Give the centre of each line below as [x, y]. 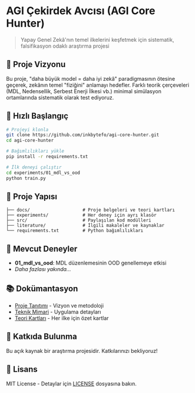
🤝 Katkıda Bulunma [42, 337]
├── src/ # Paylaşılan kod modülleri [79, 220]
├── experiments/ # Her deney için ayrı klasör [82, 215]
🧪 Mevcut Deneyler [42, 249]
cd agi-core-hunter [30, 141]
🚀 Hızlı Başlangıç [37, 116]
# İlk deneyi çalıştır [34, 167]
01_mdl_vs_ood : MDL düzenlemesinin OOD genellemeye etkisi [90, 263]
